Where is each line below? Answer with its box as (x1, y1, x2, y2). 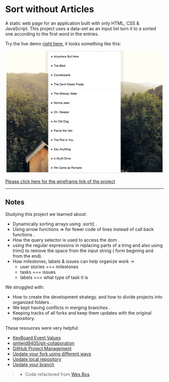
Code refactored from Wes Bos (25, 371, 90, 377)
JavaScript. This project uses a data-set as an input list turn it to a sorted (5, 25, 156, 31)
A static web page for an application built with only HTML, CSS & (5, 20, 140, 26)
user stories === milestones (20, 264, 79, 270)
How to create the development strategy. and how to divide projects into (12, 294, 162, 300)
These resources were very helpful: (5, 325, 79, 331)
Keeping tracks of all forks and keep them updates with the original (12, 310, 152, 316)
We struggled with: (5, 284, 44, 290)
